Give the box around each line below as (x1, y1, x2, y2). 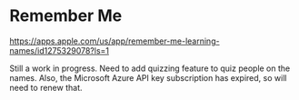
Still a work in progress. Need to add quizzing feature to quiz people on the (9, 63, 291, 74)
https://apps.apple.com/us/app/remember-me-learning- (9, 35, 220, 46)
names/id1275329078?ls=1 (9, 45, 109, 55)
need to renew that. (9, 82, 83, 93)
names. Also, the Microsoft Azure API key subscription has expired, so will (9, 72, 287, 83)
